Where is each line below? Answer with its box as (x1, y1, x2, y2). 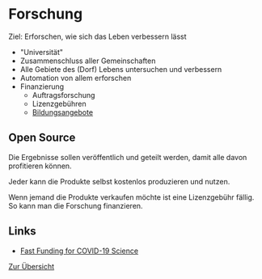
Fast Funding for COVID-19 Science (19, 246, 139, 256)
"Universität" (19, 47, 63, 57)
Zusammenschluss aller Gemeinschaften (19, 56, 156, 66)
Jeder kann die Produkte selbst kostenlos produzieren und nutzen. (8, 176, 230, 186)
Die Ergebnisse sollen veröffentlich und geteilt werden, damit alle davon (8, 152, 247, 162)
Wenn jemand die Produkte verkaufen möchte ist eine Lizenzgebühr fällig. (8, 192, 255, 202)
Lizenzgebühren (32, 99, 87, 108)
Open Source (8, 131, 76, 145)
